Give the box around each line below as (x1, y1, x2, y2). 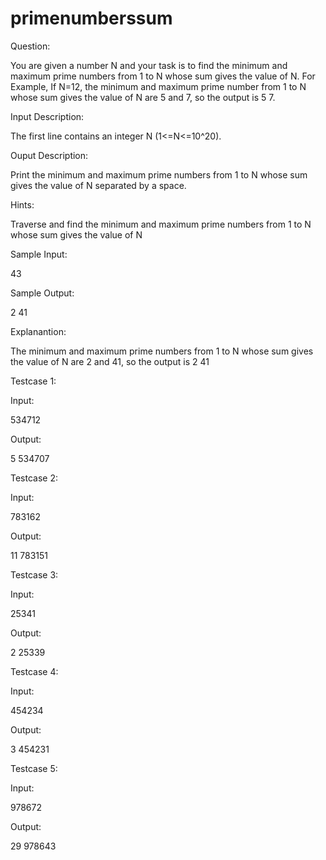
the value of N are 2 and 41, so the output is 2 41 (10, 355, 210, 367)
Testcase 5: (10, 762, 58, 774)
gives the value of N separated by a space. (10, 179, 187, 191)
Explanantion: (10, 325, 67, 337)
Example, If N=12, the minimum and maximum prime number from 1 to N (10, 80, 307, 92)
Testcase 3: (10, 568, 59, 581)
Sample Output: (10, 287, 75, 299)
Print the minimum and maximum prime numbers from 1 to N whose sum (10, 168, 308, 181)
